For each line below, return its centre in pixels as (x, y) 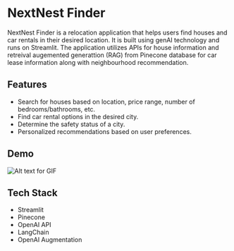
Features (27, 85)
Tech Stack (32, 193)
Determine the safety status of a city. (71, 124)
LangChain (33, 232)
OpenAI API (34, 225)
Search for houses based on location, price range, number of (106, 102)
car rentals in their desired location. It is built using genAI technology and (113, 39)
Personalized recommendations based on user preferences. (104, 131)
